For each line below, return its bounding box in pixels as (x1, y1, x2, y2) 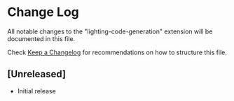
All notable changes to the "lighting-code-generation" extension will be (7, 27, 213, 36)
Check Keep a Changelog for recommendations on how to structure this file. (7, 48, 228, 56)
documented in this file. (7, 34, 76, 42)
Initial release (17, 86, 56, 95)
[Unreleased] (7, 68, 67, 80)
